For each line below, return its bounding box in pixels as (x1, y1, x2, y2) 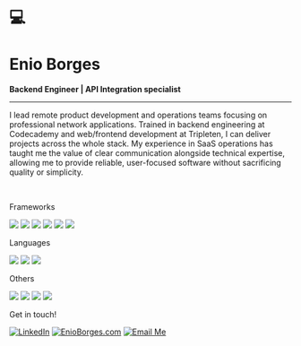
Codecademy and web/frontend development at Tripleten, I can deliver (9, 129, 271, 140)
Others (9, 273, 35, 284)
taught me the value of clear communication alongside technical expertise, (9, 148, 285, 159)
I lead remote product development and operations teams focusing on (9, 109, 268, 121)
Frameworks (9, 202, 56, 212)
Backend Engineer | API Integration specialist (9, 84, 181, 95)
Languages (9, 238, 51, 248)
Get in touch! (9, 309, 57, 320)
